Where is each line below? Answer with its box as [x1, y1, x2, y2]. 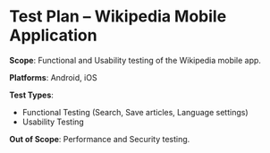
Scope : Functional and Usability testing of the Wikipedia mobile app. [9, 55, 262, 65]
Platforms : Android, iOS [9, 72, 97, 82]
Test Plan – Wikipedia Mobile [9, 6, 227, 27]
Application [9, 25, 97, 46]
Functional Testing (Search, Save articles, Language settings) [21, 106, 249, 117]
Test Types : [9, 89, 54, 100]
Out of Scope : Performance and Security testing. [9, 133, 190, 144]
